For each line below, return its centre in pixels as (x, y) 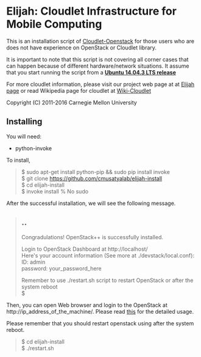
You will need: (24, 136)
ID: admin (33, 262)
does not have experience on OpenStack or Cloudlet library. (82, 48)
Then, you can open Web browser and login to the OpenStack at (87, 305)
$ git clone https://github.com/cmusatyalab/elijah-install (92, 178)
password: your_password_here (61, 268)
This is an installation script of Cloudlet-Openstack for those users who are (100, 41)
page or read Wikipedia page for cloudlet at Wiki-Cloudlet (79, 90)
